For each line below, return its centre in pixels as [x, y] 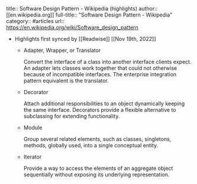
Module [33, 127]
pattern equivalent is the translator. [66, 80]
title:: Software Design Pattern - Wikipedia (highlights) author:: [82, 9]
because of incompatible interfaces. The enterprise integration [100, 74]
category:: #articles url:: [35, 21]
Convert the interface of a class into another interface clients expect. [107, 62]
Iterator [33, 157]
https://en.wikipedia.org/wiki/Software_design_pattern [72, 27]
